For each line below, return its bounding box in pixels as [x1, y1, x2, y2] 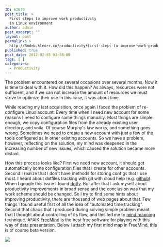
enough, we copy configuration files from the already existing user [5, 120, 138, 125]
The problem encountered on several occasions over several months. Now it [5, 79, 158, 85]
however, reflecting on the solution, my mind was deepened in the [5, 141, 137, 146]
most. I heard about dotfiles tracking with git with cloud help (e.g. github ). [5, 176, 152, 181]
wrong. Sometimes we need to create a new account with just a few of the [5, 130, 154, 136]
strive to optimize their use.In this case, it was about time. [5, 95, 120, 100]
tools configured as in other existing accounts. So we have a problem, [5, 135, 145, 141]
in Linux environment [9, 20, 53, 26]
